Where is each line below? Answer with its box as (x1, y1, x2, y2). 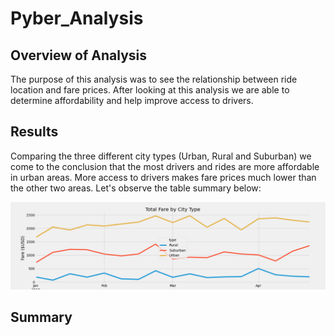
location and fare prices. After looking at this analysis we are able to (10, 84, 290, 96)
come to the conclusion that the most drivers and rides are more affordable (10, 160, 320, 172)
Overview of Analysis (10, 47, 148, 64)
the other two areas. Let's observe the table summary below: (10, 182, 262, 194)
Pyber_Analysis (10, 7, 144, 30)
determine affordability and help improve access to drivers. (10, 95, 254, 106)
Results (10, 123, 59, 141)
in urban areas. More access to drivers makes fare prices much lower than (10, 171, 317, 183)
